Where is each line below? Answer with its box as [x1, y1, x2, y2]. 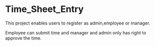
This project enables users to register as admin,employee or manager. [5, 20, 150, 26]
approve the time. [5, 35, 42, 41]
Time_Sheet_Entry [5, 3, 84, 15]
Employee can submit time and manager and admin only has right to [5, 29, 146, 35]
